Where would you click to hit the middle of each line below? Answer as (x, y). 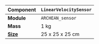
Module (17, 18)
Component (22, 10)
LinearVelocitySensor (66, 10)
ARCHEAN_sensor (59, 18)
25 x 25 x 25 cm (60, 34)
